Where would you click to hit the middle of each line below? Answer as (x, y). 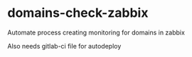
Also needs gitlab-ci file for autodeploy (64, 46)
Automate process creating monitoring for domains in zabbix (96, 32)
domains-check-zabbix (78, 13)
